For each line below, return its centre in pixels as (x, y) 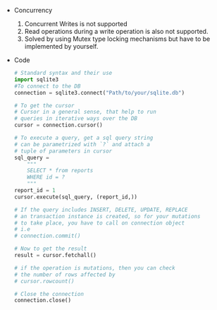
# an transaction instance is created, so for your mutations (107, 216)
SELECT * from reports (60, 171)
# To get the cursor (44, 105)
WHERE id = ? (46, 177)
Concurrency (33, 10)
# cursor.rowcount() (44, 281)
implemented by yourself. (61, 46)
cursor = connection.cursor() (58, 125)
